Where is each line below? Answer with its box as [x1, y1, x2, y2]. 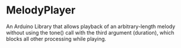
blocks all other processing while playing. [6, 35, 107, 42]
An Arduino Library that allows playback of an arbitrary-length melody [6, 23, 176, 30]
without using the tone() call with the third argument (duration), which [6, 29, 175, 36]
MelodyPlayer [6, 4, 76, 17]
